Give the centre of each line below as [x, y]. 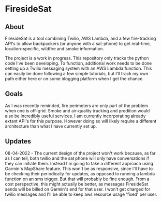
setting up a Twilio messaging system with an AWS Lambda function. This [79, 68]
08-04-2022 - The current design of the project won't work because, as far [80, 153]
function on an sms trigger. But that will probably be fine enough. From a [77, 179]
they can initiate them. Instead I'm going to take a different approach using [79, 163]
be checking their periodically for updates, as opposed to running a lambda [80, 173]
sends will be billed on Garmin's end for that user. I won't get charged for [78, 189]
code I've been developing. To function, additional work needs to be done [79, 63]
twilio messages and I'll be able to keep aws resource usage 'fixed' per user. [81, 194]
